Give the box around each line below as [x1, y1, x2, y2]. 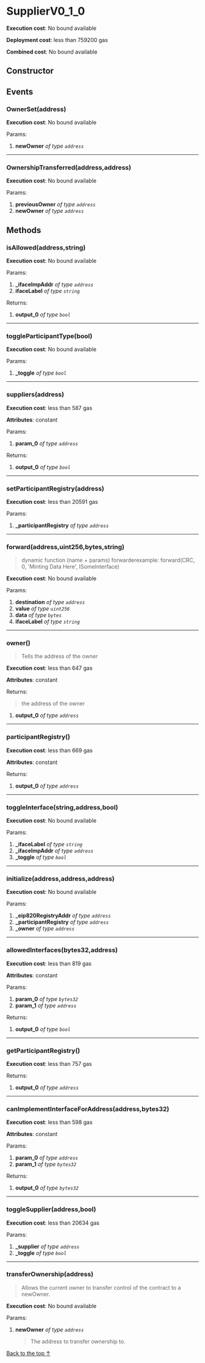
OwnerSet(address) [6, 105, 67, 113]
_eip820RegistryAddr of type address [15, 912, 111, 919]
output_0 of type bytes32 [15, 1184, 79, 1192]
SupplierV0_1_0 [6, 4, 85, 18]
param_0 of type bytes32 [15, 995, 78, 1002]
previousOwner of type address [15, 201, 96, 208]
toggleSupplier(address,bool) [6, 1205, 96, 1214]
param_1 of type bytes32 [15, 1160, 77, 1168]
